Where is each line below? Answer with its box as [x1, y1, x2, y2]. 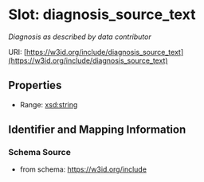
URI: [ [8, 47, 27, 56]
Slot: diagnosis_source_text [8, 6, 196, 24]
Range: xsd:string [19, 99, 78, 109]
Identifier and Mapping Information [8, 123, 186, 137]
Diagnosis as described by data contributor [8, 32, 151, 41]
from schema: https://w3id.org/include [19, 165, 147, 174]
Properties [8, 79, 62, 92]
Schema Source [8, 147, 72, 158]
